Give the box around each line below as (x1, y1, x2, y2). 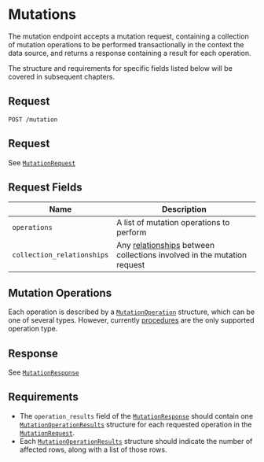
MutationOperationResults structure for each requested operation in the (19, 419, 252, 429)
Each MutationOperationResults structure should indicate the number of (19, 436, 253, 445)
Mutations (8, 6, 77, 24)
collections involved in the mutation (116, 249, 247, 261)
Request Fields (8, 180, 82, 194)
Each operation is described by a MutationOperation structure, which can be (8, 307, 255, 316)
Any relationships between (116, 240, 214, 251)
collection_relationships (12, 250, 109, 260)
